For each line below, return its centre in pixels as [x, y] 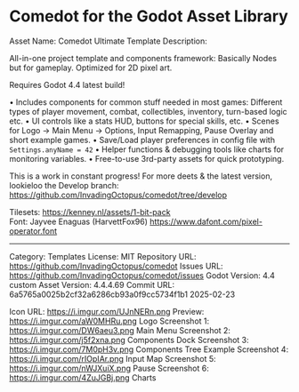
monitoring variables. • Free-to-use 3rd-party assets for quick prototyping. [147, 158]
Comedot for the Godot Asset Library [149, 16]
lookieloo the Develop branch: [64, 185]
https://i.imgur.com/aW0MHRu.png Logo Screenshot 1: [109, 321]
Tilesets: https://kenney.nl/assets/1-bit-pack [90, 212]
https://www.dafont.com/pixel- [206, 221]
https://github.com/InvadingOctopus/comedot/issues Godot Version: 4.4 [142, 275]
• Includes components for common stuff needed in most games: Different [146, 102]
